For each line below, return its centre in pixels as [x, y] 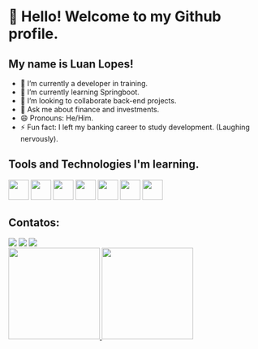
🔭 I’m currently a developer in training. [84, 83]
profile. [34, 34]
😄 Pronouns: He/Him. [56, 118]
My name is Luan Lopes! [71, 64]
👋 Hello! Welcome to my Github [115, 17]
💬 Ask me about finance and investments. [90, 109]
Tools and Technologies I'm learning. [104, 165]
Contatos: [34, 223]
